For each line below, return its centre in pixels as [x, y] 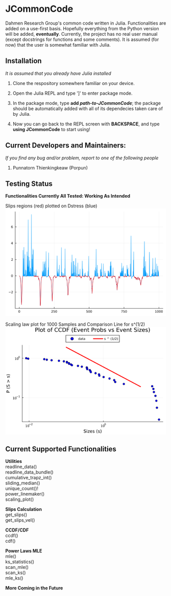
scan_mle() [17, 567]
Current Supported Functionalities [61, 449]
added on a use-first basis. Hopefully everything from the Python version [82, 28]
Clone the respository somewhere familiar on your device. [74, 83]
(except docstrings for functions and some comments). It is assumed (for [82, 39]
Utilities [14, 461]
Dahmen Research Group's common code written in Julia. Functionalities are [86, 23]
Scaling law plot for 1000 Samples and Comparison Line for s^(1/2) [75, 324]
